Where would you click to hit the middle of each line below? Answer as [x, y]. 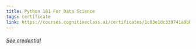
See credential [24, 40]
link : [13, 22]
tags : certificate [28, 17]
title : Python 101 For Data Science [50, 11]
